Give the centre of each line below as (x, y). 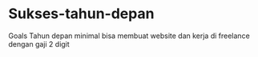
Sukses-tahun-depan (81, 14)
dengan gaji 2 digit (39, 44)
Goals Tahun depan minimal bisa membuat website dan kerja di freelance (129, 36)
